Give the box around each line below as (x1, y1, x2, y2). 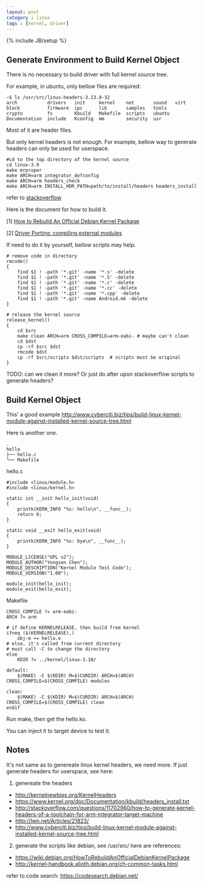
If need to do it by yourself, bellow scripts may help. (6, 242, 136, 249)
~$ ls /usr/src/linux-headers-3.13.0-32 (6, 95, 111, 101)
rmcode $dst (17, 349, 47, 356)
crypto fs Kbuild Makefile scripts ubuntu (6, 110, 170, 116)
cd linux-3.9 (6, 162, 40, 168)
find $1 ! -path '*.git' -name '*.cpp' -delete (17, 290, 140, 296)
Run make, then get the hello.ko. (6, 715, 88, 723)
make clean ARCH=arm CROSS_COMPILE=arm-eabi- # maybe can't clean (17, 333, 189, 339)
